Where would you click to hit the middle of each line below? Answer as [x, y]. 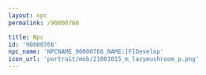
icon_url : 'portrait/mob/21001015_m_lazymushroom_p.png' [104, 59]
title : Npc [26, 37]
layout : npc [28, 15]
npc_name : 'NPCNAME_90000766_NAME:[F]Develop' [86, 52]
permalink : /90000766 [44, 23]
